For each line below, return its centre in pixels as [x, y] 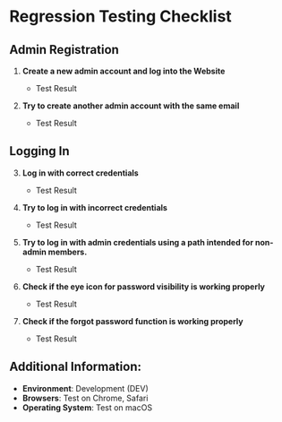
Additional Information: [75, 367]
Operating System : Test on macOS [87, 407]
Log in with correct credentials [80, 173]
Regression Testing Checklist [121, 17]
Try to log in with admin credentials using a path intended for [137, 242]
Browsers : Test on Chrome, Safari [85, 398]
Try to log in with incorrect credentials [95, 207]
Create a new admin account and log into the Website [124, 71]
